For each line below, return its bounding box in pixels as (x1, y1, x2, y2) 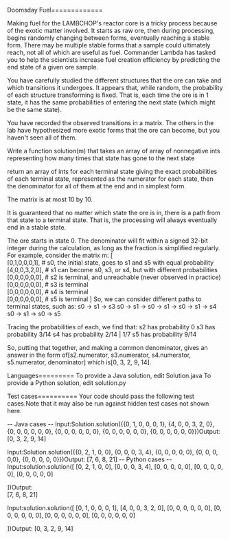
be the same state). (7, 106, 62, 113)
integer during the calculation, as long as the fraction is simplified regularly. (7, 244, 220, 252)
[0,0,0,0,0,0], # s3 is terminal (7, 280, 89, 288)
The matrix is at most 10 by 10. (7, 195, 93, 203)
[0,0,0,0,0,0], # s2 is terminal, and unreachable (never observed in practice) (7, 273, 221, 281)
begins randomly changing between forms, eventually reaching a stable (7, 34, 210, 42)
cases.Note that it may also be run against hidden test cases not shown (7, 399, 209, 408)
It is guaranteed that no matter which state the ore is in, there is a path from (7, 209, 221, 217)
